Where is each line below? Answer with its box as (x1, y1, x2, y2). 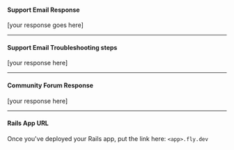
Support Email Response (7, 6, 80, 14)
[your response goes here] (7, 21, 84, 29)
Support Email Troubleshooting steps (7, 43, 118, 51)
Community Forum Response (7, 81, 94, 90)
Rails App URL (7, 119, 49, 128)
